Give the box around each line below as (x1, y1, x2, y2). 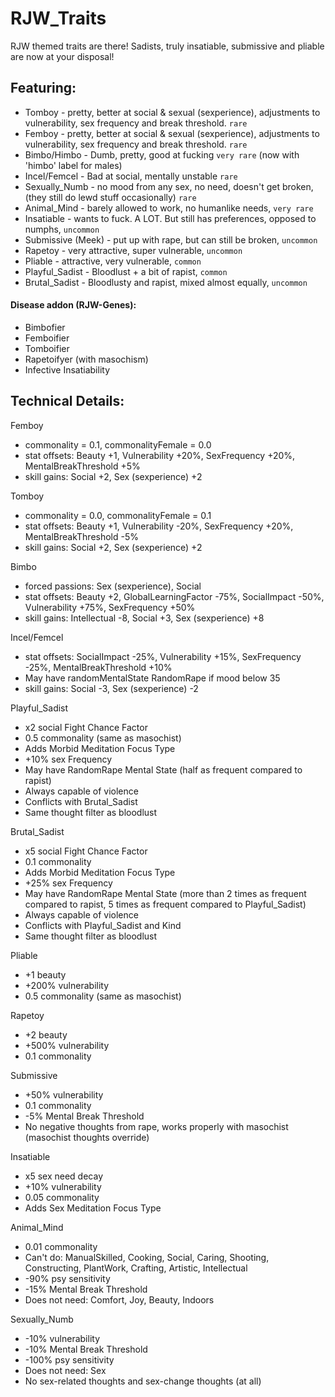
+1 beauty (24, 968, 67, 981)
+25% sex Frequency (24, 877, 113, 889)
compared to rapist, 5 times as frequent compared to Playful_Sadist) (24, 898, 307, 910)
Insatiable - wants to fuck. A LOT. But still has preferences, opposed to (24, 212, 317, 224)
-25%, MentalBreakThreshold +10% (24, 661, 173, 673)
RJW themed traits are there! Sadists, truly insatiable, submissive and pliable (10, 40, 325, 52)
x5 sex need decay (24, 1170, 103, 1182)
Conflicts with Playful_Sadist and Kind (24, 919, 182, 931)
